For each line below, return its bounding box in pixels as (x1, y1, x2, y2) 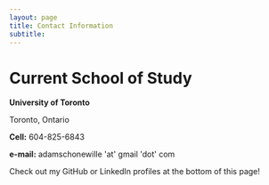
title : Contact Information (9, 21, 114, 30)
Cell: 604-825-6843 (9, 132, 85, 142)
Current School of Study (9, 68, 193, 88)
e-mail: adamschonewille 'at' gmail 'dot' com (9, 149, 175, 160)
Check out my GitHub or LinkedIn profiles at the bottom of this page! (9, 166, 261, 177)
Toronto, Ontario (9, 115, 69, 125)
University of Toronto (9, 97, 91, 108)
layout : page (9, 12, 58, 22)
